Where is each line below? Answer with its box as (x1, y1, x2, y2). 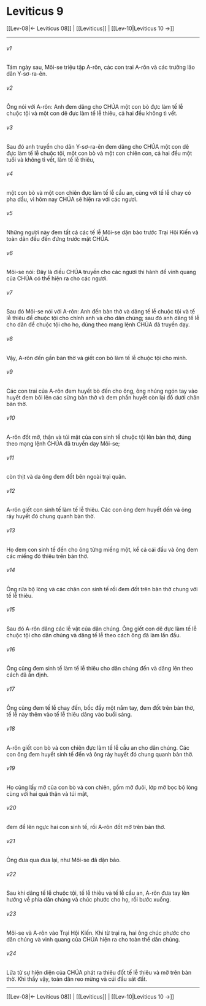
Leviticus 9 (6, 4, 64, 18)
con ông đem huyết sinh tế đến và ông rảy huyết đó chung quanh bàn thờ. (6, 750, 194, 758)
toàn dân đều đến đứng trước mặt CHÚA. (6, 235, 110, 242)
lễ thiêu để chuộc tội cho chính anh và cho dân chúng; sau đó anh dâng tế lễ (6, 315, 200, 322)
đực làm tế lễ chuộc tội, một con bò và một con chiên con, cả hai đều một (6, 149, 193, 157)
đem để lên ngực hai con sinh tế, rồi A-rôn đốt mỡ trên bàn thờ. (6, 823, 166, 830)
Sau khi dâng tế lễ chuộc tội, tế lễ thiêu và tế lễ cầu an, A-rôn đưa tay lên (6, 889, 190, 897)
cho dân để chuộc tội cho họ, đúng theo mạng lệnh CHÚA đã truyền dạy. (6, 321, 190, 328)
